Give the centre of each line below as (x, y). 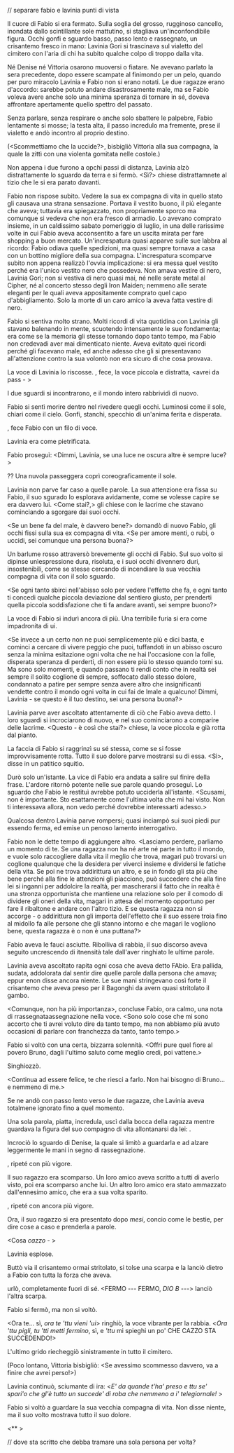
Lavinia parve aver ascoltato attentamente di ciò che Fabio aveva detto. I (111, 712)
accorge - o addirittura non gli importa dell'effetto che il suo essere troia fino (117, 916)
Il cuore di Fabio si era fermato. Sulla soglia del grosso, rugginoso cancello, (115, 23)
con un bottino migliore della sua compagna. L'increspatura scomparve (109, 256)
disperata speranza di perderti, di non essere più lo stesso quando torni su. (115, 662)
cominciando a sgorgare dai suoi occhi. (64, 512)
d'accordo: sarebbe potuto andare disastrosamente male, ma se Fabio (108, 89)
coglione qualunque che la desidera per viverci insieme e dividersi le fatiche (117, 864)
